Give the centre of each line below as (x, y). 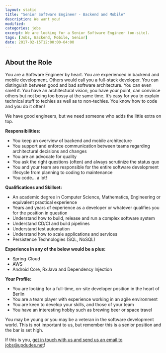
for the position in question (40, 213)
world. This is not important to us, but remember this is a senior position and (83, 325)
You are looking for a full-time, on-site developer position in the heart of (86, 288)
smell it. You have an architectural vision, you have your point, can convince (83, 90)
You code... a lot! (30, 177)
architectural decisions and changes (49, 151)
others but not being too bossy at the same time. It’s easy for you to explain (82, 96)
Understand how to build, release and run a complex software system (83, 218)
